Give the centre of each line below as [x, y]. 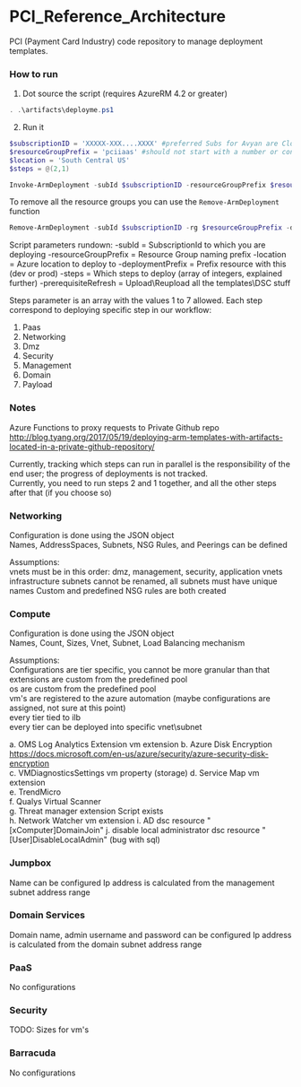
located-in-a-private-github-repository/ [82, 447]
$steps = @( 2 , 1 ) [39, 169]
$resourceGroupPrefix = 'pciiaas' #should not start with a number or [144, 152]
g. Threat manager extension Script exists [86, 811]
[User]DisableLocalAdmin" [58, 839]
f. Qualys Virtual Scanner [55, 802]
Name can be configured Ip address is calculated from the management [142, 883]
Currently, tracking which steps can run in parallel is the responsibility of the [150, 464]
